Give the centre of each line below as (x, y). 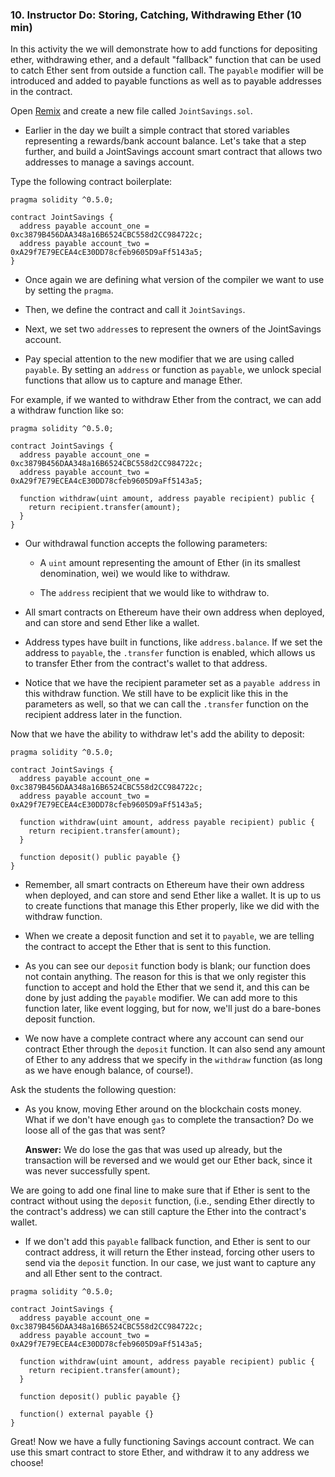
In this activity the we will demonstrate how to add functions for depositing (164, 49)
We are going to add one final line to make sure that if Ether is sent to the (160, 1190)
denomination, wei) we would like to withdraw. (135, 574)
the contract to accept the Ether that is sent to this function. (148, 947)
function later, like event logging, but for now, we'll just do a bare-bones (173, 1009)
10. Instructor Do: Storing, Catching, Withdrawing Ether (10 (156, 15)
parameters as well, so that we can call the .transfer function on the (166, 704)
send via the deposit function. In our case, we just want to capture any (170, 1263)
